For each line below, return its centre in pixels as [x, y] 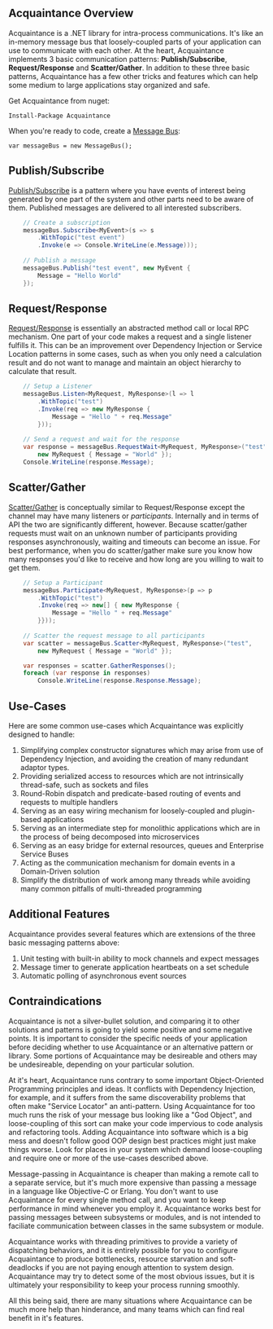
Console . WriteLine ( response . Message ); [89, 462]
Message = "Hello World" [80, 275]
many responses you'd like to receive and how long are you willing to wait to [136, 559]
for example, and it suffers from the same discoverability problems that [127, 1097]
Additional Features [59, 915]
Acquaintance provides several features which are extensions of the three [132, 934]
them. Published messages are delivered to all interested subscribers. [125, 208]
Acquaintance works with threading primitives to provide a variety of [123, 1241]
